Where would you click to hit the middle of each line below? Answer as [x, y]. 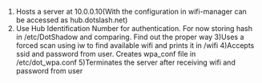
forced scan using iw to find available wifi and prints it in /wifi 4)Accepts [135, 45]
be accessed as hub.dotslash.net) [72, 20]
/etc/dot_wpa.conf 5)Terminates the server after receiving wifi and [126, 62]
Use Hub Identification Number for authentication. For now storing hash [134, 28]
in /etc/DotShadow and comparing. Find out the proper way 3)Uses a [130, 37]
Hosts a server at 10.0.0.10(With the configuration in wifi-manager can [131, 12]
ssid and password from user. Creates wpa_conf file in [106, 54]
